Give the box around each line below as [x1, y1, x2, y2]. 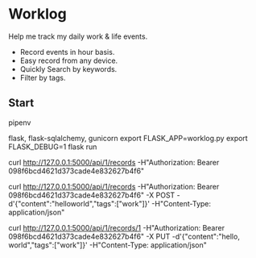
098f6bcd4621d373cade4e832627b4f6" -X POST [8, 190, 175, 200]
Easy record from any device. [19, 56, 118, 65]
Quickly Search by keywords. [19, 64, 118, 73]
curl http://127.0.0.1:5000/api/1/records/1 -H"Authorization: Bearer [8, 223, 225, 232]
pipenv [8, 118, 31, 127]
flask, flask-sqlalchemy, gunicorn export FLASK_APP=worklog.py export [8, 133, 248, 143]
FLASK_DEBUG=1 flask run [8, 142, 97, 152]
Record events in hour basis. [19, 47, 115, 56]
